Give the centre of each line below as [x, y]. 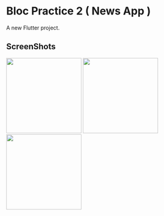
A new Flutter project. [33, 28]
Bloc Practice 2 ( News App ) [79, 11]
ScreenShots [31, 47]
